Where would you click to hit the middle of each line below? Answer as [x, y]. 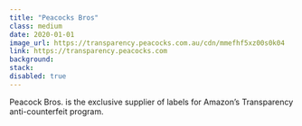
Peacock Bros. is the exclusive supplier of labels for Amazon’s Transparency [151, 102]
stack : [22, 68]
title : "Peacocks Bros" [54, 18]
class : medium [36, 26]
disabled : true [38, 76]
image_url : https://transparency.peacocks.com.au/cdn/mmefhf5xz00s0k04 [147, 43]
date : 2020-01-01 [42, 34]
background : [32, 59]
